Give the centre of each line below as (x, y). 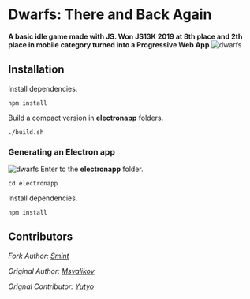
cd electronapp (33, 184)
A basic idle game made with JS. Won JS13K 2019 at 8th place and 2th (125, 36)
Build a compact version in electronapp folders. (86, 118)
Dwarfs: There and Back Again (110, 15)
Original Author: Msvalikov (51, 271)
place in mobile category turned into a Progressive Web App (109, 44)
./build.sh (26, 132)
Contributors (41, 237)
